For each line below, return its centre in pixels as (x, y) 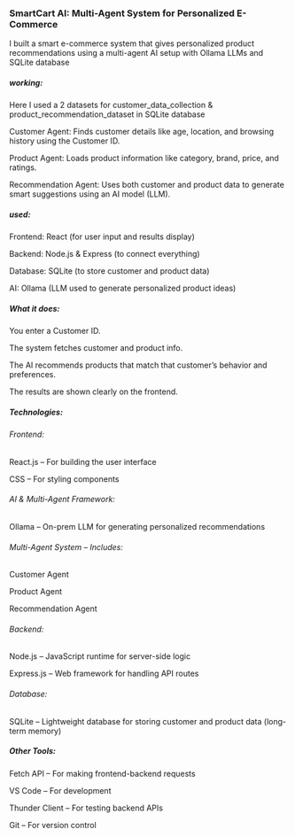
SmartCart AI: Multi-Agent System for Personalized (122, 13)
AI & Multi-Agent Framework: (62, 500)
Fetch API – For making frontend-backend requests (103, 773)
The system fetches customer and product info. (96, 348)
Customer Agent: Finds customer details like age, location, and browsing (142, 132)
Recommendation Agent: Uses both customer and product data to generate (147, 185)
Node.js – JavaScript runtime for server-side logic (100, 656)
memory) (45, 731)
